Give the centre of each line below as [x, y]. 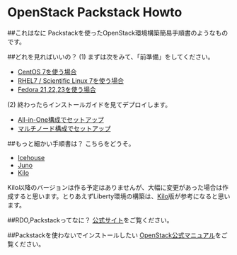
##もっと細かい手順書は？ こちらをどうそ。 [71, 143]
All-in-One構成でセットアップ [60, 119]
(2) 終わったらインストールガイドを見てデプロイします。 [89, 104]
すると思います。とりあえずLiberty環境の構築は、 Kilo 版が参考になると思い [122, 196]
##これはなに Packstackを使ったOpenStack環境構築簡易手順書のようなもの [118, 33]
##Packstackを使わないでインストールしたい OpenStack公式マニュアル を [114, 235]
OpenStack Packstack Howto [95, 12]
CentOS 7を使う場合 [47, 72]
